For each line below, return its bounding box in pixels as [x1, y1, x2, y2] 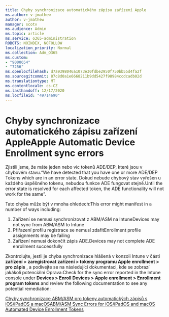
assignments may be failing [12, 232, 70, 239]
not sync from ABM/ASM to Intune [12, 222, 85, 228]
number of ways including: [5, 206, 61, 213]
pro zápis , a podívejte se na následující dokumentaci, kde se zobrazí [5, 264, 150, 270]
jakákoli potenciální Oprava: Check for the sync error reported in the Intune [5, 270, 161, 276]
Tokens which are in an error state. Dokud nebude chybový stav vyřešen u [5, 175, 161, 181]
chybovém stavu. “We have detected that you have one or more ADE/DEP [5, 169, 158, 176]
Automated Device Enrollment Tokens [5, 306, 84, 312]
